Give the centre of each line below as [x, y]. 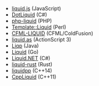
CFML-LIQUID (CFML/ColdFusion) [52, 33]
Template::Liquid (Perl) [39, 27]
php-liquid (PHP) [32, 21]
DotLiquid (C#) [29, 15]
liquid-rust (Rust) [32, 64]
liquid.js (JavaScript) [36, 8]
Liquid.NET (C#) [31, 58]
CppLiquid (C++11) [34, 77]
